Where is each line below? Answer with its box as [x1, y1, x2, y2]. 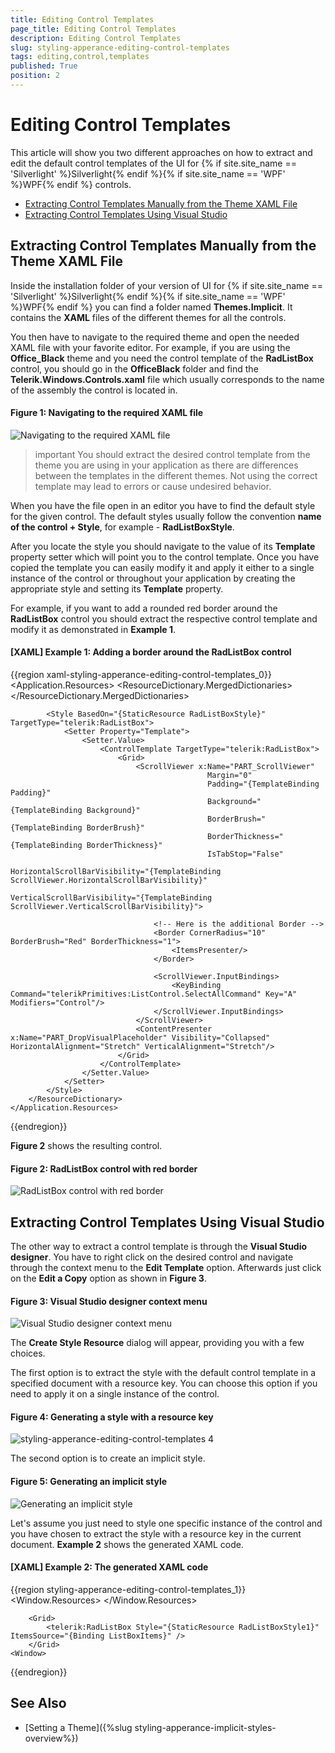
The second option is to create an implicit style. [10, 1452, 206, 1465]
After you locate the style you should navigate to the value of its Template [10, 540, 316, 552]
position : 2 [10, 71, 60, 81]
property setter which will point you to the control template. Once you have [10, 551, 320, 563]
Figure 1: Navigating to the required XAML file [10, 407, 204, 419]
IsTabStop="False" [207, 849, 284, 860]
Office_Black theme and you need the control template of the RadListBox [10, 352, 314, 364]
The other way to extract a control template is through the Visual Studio [10, 1241, 308, 1253]
